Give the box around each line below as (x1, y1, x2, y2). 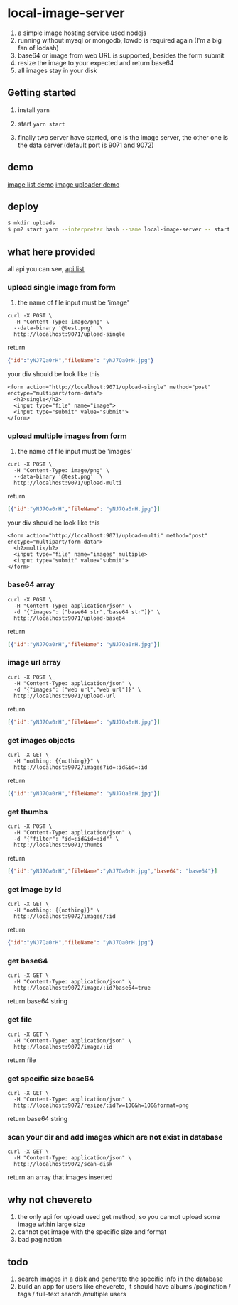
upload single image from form (7, 282, 116, 292)
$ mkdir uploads (7, 219, 55, 226)
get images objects (7, 735, 75, 745)
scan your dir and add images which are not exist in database (7, 1132, 223, 1142)
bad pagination (17, 1235, 63, 1244)
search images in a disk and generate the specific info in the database (17, 1274, 224, 1283)
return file (7, 1056, 36, 1064)
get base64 (7, 956, 48, 966)
